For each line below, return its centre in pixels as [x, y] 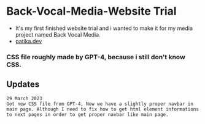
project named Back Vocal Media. [58, 34]
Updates [23, 85]
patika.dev [29, 41]
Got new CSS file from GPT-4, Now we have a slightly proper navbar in [100, 104]
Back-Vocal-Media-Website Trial [91, 11]
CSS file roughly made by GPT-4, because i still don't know [96, 57]
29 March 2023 [25, 98]
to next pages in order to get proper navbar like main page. [87, 114]
